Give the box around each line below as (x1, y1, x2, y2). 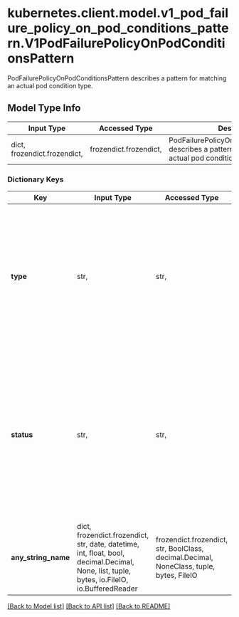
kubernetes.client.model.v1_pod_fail (7, 5, 229, 21)
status (11, 430, 33, 440)
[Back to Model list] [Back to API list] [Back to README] (7, 602, 171, 611)
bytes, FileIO (155, 571, 198, 581)
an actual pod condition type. (7, 81, 94, 90)
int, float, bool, (77, 548, 124, 558)
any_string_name (11, 553, 70, 563)
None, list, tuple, (77, 566, 132, 576)
